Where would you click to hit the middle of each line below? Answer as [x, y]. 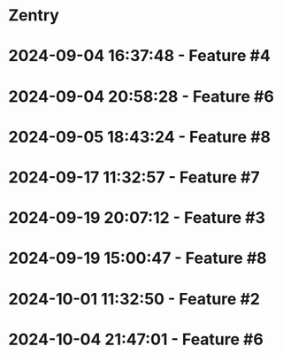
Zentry [34, 15]
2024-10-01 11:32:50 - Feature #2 [134, 299]
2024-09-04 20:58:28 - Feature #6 [141, 96]
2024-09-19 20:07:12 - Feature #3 [137, 218]
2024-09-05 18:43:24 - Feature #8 [140, 137]
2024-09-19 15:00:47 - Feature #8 [138, 258]
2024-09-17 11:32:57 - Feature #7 [134, 177]
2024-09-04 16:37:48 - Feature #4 [139, 56]
